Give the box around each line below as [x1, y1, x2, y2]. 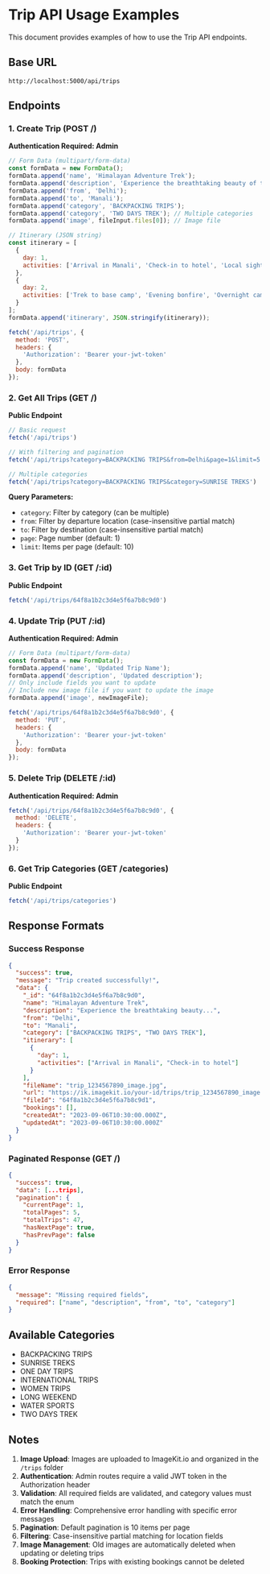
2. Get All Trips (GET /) [8, 392, 98, 404]
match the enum [19, 1497, 75, 1506]
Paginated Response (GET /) [8, 1153, 121, 1164]
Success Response [8, 943, 84, 955]
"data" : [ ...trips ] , [15, 1186, 84, 1194]
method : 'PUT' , [15, 715, 67, 724]
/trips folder [19, 1462, 64, 1472]
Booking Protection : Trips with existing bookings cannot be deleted [19, 1556, 245, 1566]
